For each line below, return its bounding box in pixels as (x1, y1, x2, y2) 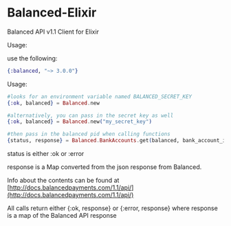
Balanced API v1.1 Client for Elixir (7, 27, 100, 36)
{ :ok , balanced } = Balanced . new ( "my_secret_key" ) (7, 118, 153, 125)
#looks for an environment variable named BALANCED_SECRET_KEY (7, 93, 192, 100)
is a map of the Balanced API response (7, 212, 117, 220)
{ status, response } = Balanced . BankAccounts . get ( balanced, (7, 137, 180, 144)
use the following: (7, 54, 58, 63)
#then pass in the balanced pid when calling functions (7, 131, 170, 138)
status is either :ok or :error (7, 150, 85, 158)
